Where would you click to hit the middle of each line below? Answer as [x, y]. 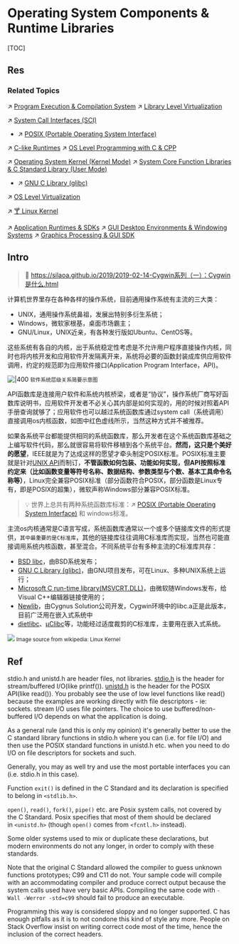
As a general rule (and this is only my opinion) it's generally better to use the [119, 730]
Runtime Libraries [61, 28]
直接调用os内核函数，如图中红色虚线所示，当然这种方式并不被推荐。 [107, 421]
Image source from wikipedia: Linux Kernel [68, 640]
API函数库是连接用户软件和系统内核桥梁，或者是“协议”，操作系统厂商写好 [115, 394]
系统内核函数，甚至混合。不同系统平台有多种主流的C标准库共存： [122, 546]
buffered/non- [195, 709]
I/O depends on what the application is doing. [101, 717]
